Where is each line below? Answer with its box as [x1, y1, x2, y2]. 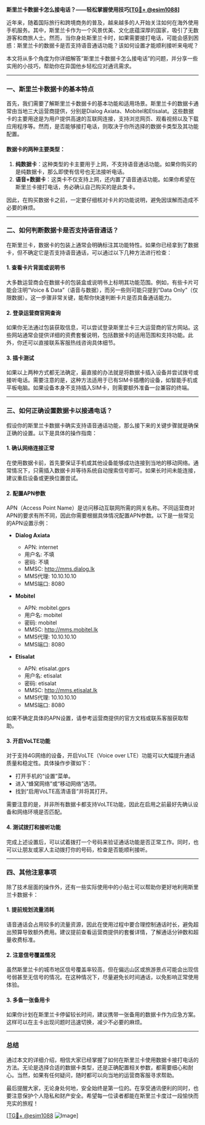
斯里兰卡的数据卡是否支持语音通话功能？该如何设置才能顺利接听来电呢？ [16, 42, 199, 49]
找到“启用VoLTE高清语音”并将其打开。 [15, 787, 111, 795]
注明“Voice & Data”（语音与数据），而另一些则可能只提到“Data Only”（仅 [16, 286, 198, 294]
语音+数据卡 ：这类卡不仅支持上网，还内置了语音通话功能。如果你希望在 [15, 175, 196, 183]
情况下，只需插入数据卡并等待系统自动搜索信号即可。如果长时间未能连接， [11, 466, 199, 474]
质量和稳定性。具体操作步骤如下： [6, 759, 92, 767]
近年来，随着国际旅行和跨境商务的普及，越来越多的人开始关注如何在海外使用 [6, 19, 199, 26]
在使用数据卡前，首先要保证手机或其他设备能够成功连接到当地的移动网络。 [6, 459, 193, 466]
